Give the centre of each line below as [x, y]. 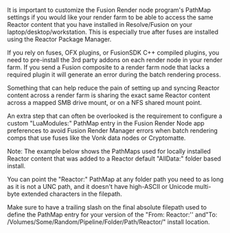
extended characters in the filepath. [71, 194]
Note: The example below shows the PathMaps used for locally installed [109, 151]
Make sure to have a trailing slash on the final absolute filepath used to [107, 207]
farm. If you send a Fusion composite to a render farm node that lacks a [108, 67]
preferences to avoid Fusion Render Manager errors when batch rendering [113, 131]
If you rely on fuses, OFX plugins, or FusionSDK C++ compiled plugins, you [113, 52]
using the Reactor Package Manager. [59, 39]
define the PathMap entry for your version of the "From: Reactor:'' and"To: [112, 214]
